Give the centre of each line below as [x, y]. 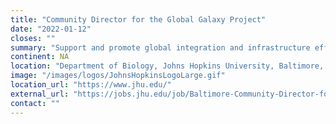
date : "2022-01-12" [51, 29]
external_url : [40, 94]
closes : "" [33, 38]
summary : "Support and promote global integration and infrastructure [160, 47]
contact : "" [35, 103]
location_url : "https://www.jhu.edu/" [91, 85]
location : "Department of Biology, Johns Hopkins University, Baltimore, [167, 66]
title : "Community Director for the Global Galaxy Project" [138, 19]
